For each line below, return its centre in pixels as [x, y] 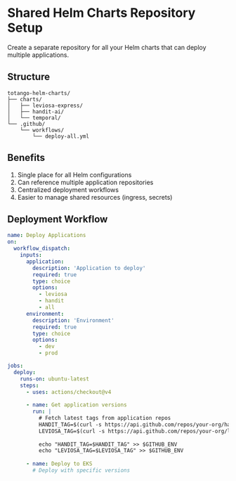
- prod [48, 353]
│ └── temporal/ [34, 117]
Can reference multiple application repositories [85, 182]
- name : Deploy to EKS [59, 464]
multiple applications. [38, 55]
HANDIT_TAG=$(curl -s [70, 424]
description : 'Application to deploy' [89, 268]
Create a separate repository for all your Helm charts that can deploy [107, 47]
